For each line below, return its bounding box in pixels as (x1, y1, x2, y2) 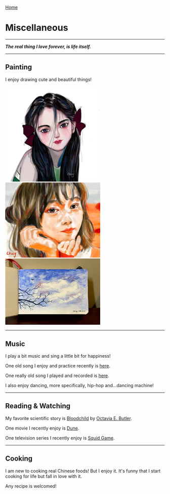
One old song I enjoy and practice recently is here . (5, 362, 110, 369)
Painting (5, 63, 32, 71)
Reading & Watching (5, 402, 71, 410)
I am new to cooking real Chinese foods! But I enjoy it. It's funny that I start (5, 468, 161, 474)
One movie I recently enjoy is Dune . (5, 425, 79, 431)
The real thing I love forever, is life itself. (5, 43, 91, 50)
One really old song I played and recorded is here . (5, 372, 110, 378)
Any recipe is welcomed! (5, 483, 57, 489)
